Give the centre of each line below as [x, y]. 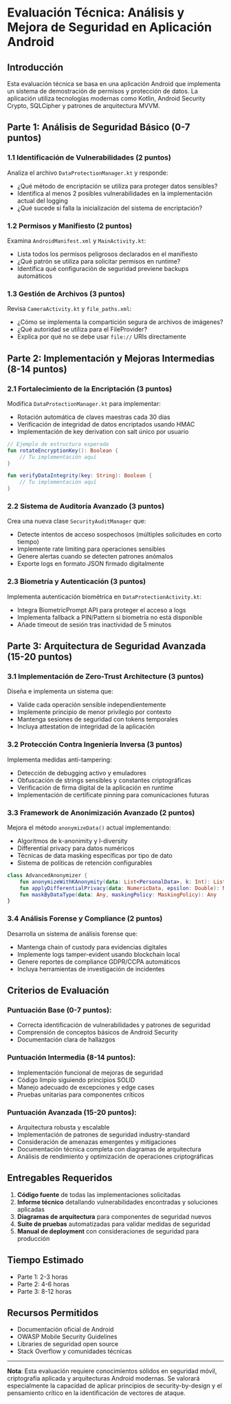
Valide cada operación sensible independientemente [91, 705]
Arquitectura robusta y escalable [63, 1127]
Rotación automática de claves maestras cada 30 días [93, 417]
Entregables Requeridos [60, 1178]
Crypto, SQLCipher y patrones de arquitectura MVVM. [84, 106]
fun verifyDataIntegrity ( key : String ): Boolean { [80, 476]
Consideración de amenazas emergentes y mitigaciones [97, 1142]
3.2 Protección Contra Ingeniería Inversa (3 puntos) [95, 744]
